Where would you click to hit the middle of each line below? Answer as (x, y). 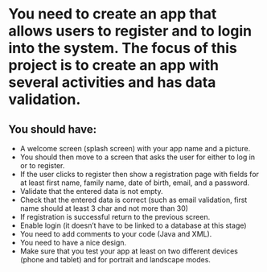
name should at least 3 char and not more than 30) (104, 208)
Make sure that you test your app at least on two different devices (129, 251)
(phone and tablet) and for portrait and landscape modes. (115, 260)
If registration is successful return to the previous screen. (115, 217)
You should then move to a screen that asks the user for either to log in (138, 157)
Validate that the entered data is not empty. (91, 191)
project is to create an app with (114, 66)
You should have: (53, 129)
